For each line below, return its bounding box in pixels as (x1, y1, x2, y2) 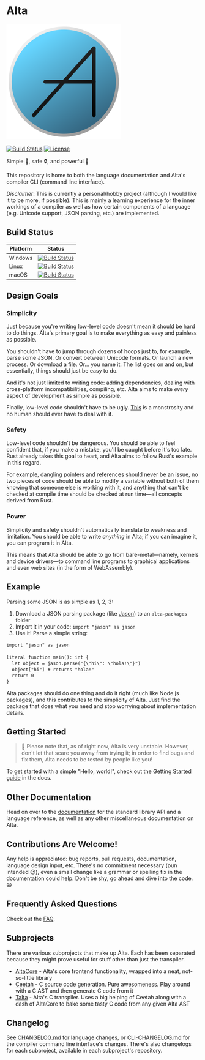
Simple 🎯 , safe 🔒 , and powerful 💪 (6, 157, 89, 165)
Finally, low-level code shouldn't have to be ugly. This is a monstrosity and (6, 404, 194, 411)
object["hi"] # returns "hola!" (12, 666, 95, 673)
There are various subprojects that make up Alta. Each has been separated (6, 949, 195, 957)
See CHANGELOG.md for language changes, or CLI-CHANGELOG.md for (6, 1034, 190, 1041)
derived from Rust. (6, 497, 53, 504)
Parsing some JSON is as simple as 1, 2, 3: (6, 598, 114, 605)
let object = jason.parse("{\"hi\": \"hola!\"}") (12, 660, 141, 666)
